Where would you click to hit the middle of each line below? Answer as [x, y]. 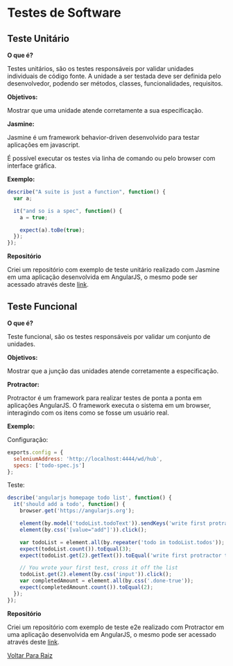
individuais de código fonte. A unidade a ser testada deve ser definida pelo [114, 76]
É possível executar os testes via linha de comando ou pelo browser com [111, 158]
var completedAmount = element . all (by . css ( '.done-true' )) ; [107, 581]
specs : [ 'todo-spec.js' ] [49, 465]
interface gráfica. [32, 166]
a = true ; [34, 217]
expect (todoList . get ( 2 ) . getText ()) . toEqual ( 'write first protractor [121, 555]
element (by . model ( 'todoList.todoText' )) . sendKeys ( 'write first [113, 523]
